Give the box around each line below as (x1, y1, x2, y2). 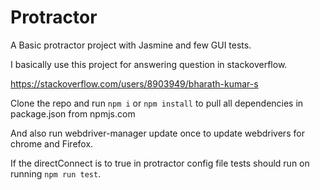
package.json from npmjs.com (10, 107, 136, 120)
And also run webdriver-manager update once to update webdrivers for (10, 127, 305, 139)
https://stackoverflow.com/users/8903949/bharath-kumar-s (10, 77, 259, 90)
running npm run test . (10, 167, 102, 180)
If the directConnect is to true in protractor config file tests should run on (10, 157, 310, 169)
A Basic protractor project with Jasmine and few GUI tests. (10, 39, 252, 51)
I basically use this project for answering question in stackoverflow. (10, 58, 288, 70)
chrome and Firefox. (10, 137, 94, 150)
